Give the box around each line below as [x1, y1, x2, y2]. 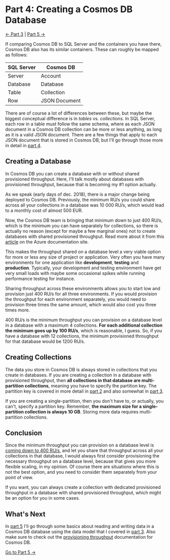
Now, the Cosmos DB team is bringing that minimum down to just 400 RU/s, [5, 217, 163, 223]
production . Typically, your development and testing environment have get [5, 265, 161, 271]
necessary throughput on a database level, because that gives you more [5, 458, 156, 465]
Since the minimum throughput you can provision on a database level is [5, 442, 154, 448]
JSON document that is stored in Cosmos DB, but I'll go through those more [5, 137, 163, 143]
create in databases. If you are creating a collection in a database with [5, 372, 152, 378]
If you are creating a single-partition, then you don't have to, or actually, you [5, 398, 164, 404]
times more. [5, 307, 30, 313]
